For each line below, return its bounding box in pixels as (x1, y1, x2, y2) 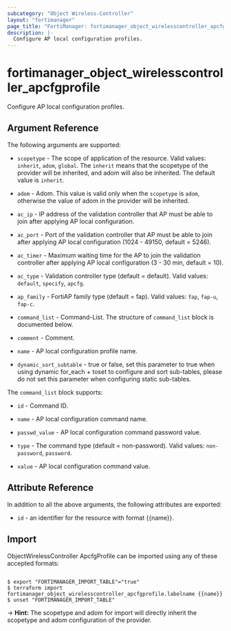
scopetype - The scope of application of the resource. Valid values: (16, 154, 206, 162)
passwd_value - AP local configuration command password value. (16, 428, 201, 436)
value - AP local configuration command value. (16, 462, 151, 470)
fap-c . (16, 300, 35, 308)
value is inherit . (16, 176, 65, 184)
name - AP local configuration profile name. (16, 346, 137, 355)
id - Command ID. (16, 401, 69, 410)
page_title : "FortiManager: (7, 23, 88, 30)
